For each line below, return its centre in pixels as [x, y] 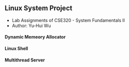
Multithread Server [25, 60]
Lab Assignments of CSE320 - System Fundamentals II [68, 20]
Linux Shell [16, 48]
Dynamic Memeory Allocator [35, 37]
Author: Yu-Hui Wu [31, 25]
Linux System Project [38, 8]
